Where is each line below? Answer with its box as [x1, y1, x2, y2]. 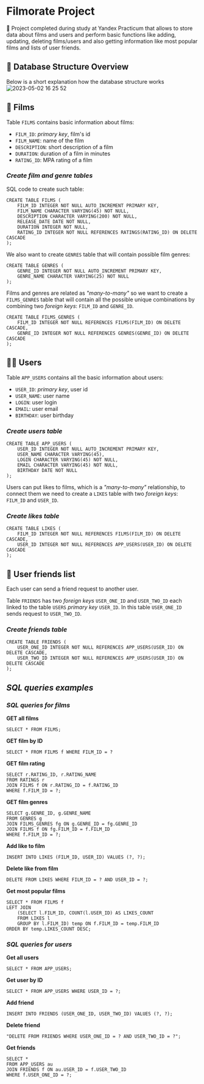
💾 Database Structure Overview [6, 62, 129, 72]
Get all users [6, 954, 39, 961]
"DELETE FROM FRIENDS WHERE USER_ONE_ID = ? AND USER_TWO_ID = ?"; [6, 1033, 181, 1040]
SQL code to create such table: [6, 185, 84, 193]
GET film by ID [6, 737, 43, 745]
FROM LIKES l [17, 915, 51, 921]
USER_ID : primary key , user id [15, 385, 88, 393]
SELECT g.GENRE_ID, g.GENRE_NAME [6, 810, 91, 817]
